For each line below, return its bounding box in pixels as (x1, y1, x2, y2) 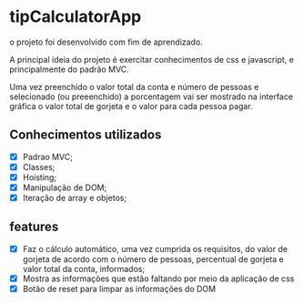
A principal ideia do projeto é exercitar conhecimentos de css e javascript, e (9, 54, 294, 65)
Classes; (22, 161, 56, 172)
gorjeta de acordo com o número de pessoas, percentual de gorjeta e (22, 253, 284, 265)
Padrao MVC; (22, 151, 73, 162)
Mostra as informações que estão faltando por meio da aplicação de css (22, 273, 295, 284)
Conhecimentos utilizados (9, 127, 162, 143)
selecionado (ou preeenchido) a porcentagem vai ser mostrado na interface (9, 91, 294, 102)
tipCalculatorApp (9, 6, 142, 27)
